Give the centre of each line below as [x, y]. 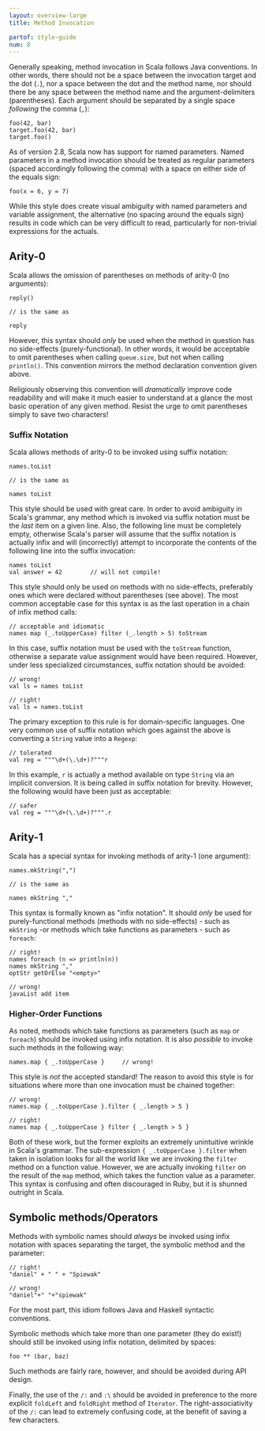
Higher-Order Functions [56, 1014]
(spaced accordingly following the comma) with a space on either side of [128, 169]
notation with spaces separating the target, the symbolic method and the [127, 1245]
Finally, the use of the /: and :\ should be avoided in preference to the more [133, 1395]
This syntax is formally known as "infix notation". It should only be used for [131, 913]
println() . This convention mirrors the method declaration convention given [133, 366]
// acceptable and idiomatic [57, 627]
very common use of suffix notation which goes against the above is [120, 730]
